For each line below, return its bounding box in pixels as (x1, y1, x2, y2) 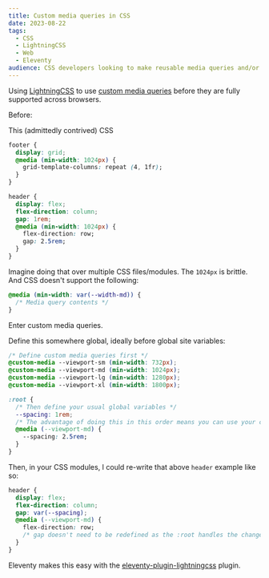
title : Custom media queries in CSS (8, 11, 130, 20)
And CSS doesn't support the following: (8, 275, 139, 285)
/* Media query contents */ (15, 298, 110, 306)
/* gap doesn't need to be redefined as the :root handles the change (22, 531, 263, 540)
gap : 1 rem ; (15, 215, 52, 223)
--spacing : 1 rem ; (15, 410, 74, 418)
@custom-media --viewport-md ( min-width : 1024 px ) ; (8, 366, 181, 374)
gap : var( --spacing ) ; (15, 508, 88, 517)
